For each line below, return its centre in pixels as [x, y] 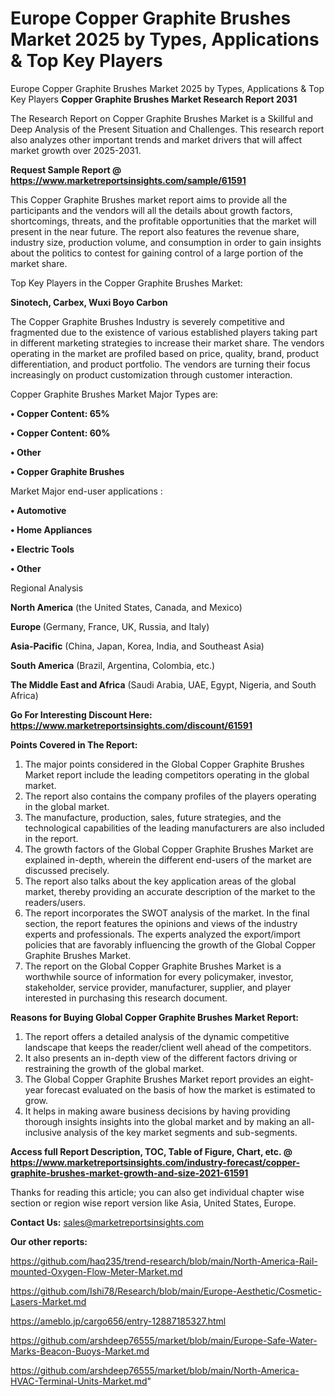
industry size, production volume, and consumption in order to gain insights [166, 242]
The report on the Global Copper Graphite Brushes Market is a [153, 966]
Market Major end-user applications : [86, 491]
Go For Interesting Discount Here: [81, 714]
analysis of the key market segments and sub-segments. [180, 1132]
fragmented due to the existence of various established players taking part [164, 332]
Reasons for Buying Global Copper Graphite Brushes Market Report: [155, 1017]
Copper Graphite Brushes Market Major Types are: [114, 394]
